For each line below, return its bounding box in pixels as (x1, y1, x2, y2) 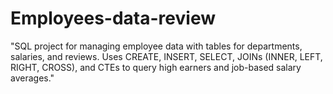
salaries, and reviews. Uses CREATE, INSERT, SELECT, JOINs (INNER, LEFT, (10, 50, 323, 62)
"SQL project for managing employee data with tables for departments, (10, 40, 303, 52)
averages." (10, 72, 55, 84)
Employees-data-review (10, 7, 216, 30)
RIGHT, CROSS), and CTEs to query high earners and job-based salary (10, 61, 302, 73)
